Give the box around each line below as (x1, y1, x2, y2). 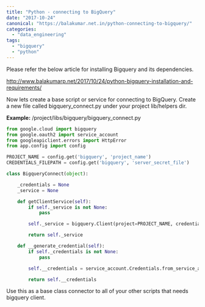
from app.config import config (6, 143, 86, 149)
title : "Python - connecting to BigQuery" (6, 9, 116, 15)
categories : (6, 26, 37, 32)
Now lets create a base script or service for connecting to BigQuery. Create (6, 95, 196, 103)
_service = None (17, 187, 59, 193)
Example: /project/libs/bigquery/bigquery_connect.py (6, 114, 142, 121)
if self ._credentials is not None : (28, 248, 119, 254)
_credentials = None (17, 182, 70, 188)
